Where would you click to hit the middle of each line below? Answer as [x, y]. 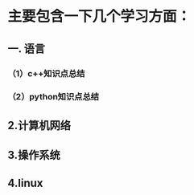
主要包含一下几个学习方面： [99, 16]
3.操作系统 [34, 155]
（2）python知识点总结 [54, 97]
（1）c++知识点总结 [46, 73]
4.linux [25, 183]
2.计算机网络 [39, 125]
